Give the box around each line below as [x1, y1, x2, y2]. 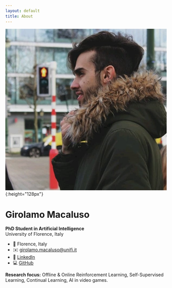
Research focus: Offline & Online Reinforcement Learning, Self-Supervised [5, 272, 164, 278]
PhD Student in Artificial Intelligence [5, 225, 84, 232]
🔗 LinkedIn [12, 254, 35, 260]
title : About [5, 13, 33, 19]
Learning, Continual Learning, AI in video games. [5, 277, 109, 283]
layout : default [5, 8, 40, 13]
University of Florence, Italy [5, 231, 64, 237]
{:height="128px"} [5, 191, 44, 197]
